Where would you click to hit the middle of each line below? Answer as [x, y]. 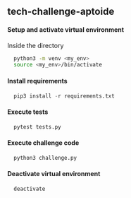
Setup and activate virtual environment [66, 29]
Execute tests [28, 112]
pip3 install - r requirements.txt [64, 96]
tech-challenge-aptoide [61, 12]
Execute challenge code [43, 143]
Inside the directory [36, 45]
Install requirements [38, 81]
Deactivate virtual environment [54, 174]
